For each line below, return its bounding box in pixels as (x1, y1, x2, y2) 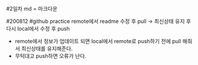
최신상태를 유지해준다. (21, 45, 73, 52)
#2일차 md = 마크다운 (6, 5, 58, 12)
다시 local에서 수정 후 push (6, 25, 70, 32)
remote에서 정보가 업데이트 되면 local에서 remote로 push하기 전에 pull (14, 38, 181, 44)
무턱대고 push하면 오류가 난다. (14, 53, 87, 59)
